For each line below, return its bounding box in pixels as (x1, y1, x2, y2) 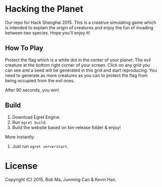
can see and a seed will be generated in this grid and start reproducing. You (5, 67, 157, 73)
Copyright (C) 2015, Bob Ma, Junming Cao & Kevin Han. (5, 176, 117, 182)
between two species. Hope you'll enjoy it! (5, 30, 90, 36)
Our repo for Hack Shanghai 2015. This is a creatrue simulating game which (5, 19, 157, 25)
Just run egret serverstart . (12, 143, 69, 149)
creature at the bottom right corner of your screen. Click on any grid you (5, 62, 150, 68)
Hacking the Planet (5, 3, 84, 15)
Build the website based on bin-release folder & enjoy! (12, 124, 121, 130)
